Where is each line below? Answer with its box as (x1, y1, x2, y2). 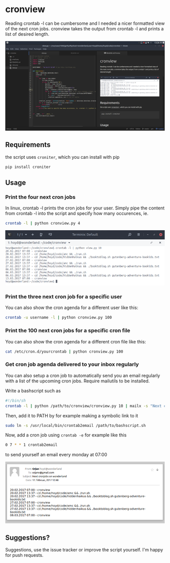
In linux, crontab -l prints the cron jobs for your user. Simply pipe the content (5, 205, 165, 211)
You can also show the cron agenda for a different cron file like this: (5, 338, 146, 344)
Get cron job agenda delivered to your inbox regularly (5, 361, 139, 368)
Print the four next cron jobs (5, 193, 76, 200)
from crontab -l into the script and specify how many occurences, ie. (5, 210, 149, 216)
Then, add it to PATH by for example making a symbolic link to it (5, 412, 138, 418)
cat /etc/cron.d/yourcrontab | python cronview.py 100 (5, 349, 123, 354)
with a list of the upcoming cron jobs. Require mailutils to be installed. (5, 378, 150, 384)
